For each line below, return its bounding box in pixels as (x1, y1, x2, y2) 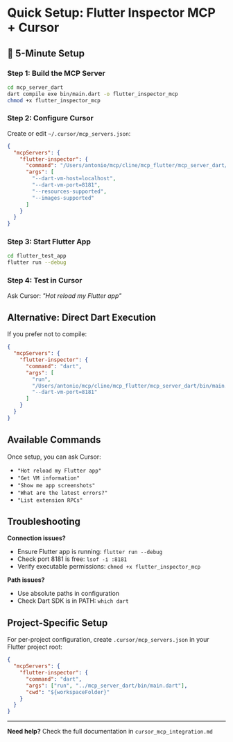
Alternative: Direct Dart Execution (7, 311, 156, 323)
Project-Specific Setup (7, 617, 108, 629)
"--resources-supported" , (32, 188, 107, 195)
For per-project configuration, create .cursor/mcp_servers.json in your (7, 636, 209, 644)
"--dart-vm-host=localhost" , (32, 175, 116, 182)
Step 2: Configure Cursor (7, 113, 94, 123)
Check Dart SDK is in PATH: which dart (17, 597, 130, 605)
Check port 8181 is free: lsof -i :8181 (17, 555, 128, 563)
